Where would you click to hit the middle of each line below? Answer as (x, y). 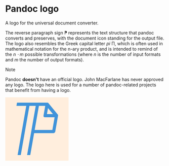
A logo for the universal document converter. (52, 23)
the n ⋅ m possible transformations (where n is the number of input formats (83, 54)
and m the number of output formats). (45, 59)
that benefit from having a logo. (38, 90)
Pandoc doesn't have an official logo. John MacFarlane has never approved (84, 79)
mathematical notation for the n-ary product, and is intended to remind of (82, 49)
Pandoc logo (32, 9)
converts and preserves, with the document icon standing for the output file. (85, 38)
